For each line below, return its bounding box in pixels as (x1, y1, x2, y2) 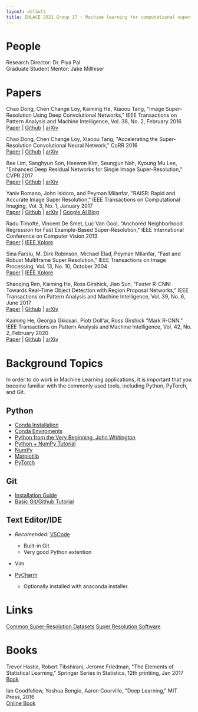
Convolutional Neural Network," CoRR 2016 (32, 142, 138, 149)
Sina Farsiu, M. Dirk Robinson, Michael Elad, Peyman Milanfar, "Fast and (6, 250, 181, 257)
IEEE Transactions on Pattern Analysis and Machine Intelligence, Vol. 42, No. (6, 323, 192, 330)
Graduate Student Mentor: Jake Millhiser (6, 65, 104, 73)
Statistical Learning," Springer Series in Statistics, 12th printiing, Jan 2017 (6, 669, 184, 676)
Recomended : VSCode (14, 530, 70, 537)
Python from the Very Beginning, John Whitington (14, 434, 136, 441)
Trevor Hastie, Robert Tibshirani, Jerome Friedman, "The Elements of (6, 663, 174, 670)
